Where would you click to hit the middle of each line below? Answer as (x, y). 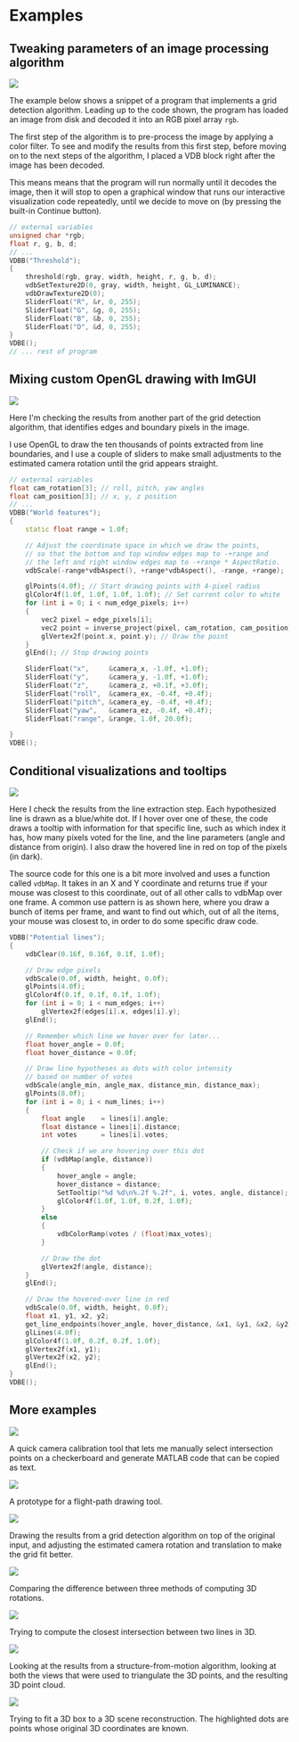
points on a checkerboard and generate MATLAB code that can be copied (145, 1457)
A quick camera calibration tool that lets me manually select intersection (141, 1448)
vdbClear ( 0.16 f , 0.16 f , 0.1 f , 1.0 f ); (95, 954)
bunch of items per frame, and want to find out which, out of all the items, (144, 912)
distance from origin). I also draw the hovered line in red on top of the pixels (148, 847)
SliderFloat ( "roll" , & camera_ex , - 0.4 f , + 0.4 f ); (119, 693)
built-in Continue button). (56, 211)
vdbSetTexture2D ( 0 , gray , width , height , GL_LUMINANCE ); (133, 285)
